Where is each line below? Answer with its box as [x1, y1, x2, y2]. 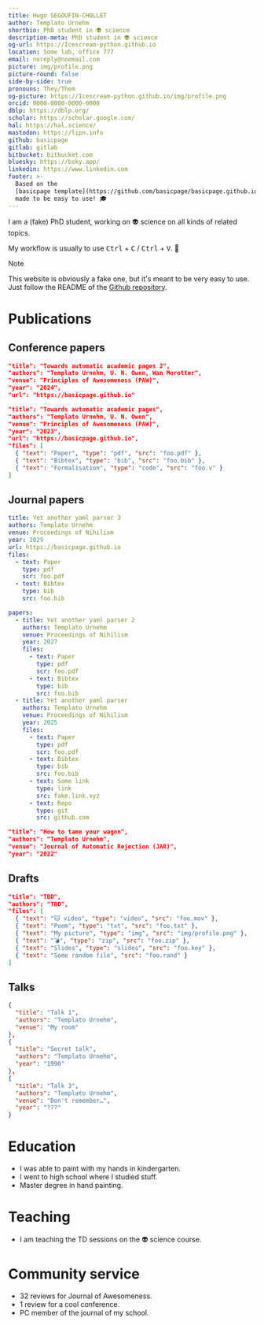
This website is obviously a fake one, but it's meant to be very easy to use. [8, 273, 250, 284]
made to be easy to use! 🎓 [15, 195, 108, 202]
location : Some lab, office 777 [8, 48, 114, 56]
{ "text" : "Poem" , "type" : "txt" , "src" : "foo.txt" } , [15, 922, 199, 930]
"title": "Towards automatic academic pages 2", [8, 362, 170, 370]
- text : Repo [28, 799, 72, 807]
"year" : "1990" [15, 1060, 65, 1068]
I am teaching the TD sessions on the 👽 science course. [19, 1234, 202, 1245]
